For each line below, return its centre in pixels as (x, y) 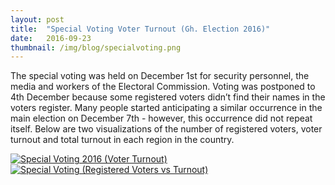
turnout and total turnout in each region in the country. (122, 140)
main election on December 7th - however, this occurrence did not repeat (161, 118)
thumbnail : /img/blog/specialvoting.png (96, 47)
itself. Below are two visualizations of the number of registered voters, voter (166, 129)
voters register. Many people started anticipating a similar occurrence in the (166, 108)
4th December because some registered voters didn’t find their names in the (168, 97)
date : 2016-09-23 (51, 38)
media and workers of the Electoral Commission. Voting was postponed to (163, 87)
